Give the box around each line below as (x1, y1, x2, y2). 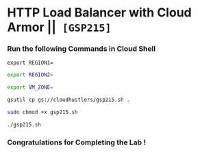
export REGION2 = (7, 71, 53, 78)
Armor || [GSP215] (7, 19, 112, 35)
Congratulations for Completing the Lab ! (7, 137, 146, 147)
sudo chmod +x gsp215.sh (7, 109, 78, 116)
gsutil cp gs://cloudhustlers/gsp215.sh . (7, 96, 130, 104)
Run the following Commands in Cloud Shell (7, 44, 156, 54)
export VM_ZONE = (7, 84, 53, 91)
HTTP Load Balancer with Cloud (7, 5, 192, 21)
